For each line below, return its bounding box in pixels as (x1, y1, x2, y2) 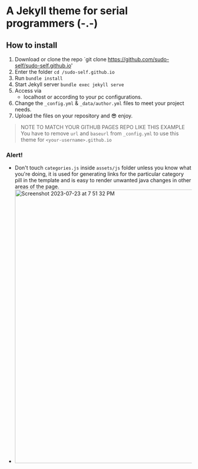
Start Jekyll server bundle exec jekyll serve (14, 81, 124, 88)
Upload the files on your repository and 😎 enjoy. (14, 112, 133, 119)
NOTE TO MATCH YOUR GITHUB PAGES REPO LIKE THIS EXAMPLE (20, 124, 185, 130)
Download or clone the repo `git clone (14, 56, 107, 63)
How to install (6, 40, 58, 50)
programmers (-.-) (6, 17, 98, 30)
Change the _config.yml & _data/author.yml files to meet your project (14, 100, 184, 107)
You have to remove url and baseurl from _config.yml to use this (20, 130, 179, 137)
